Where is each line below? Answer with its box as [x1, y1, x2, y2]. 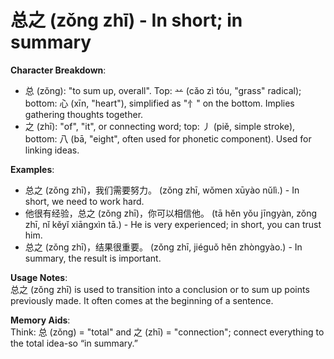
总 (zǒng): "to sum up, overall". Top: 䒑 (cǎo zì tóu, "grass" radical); [24, 84, 302, 96]
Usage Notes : [10, 271, 68, 283]
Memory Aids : [10, 314, 71, 326]
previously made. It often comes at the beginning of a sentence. [10, 294, 274, 306]
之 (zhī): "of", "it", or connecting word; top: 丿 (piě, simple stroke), [24, 120, 296, 132]
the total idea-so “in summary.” [10, 337, 138, 349]
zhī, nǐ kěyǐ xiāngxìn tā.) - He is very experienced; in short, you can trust [24, 218, 322, 230]
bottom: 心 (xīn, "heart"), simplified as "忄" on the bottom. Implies [24, 97, 295, 109]
